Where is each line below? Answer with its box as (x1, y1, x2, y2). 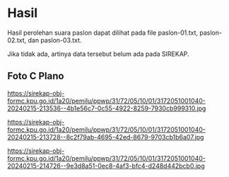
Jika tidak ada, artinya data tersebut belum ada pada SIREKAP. (7, 50, 189, 58)
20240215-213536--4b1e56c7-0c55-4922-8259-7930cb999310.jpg (7, 104, 206, 113)
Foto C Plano (7, 70, 64, 82)
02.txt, (7, 35, 27, 44)
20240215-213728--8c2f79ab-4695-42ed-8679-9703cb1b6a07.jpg (7, 132, 204, 141)
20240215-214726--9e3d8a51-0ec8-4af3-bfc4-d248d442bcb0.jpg (7, 161, 205, 170)
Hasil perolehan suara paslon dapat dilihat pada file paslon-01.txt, (7, 28, 199, 37)
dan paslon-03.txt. (28, 35, 82, 44)
